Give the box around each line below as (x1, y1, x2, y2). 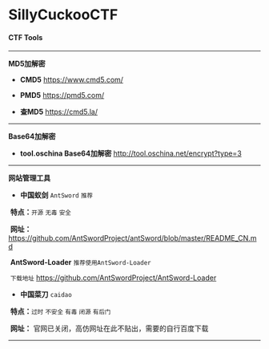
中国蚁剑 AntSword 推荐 (19, 190, 94, 200)
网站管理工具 (8, 173, 50, 183)
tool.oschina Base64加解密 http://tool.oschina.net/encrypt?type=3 (19, 148, 242, 158)
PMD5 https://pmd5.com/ (19, 91, 105, 100)
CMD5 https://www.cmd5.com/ (19, 75, 124, 85)
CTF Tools (8, 32, 43, 42)
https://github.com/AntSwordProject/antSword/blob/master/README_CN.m (8, 233, 257, 243)
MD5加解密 (8, 59, 46, 69)
